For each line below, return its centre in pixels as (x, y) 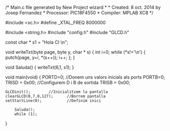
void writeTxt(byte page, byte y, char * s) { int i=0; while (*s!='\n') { (76, 52)
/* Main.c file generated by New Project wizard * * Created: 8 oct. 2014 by (83, 7)
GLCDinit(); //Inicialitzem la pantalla (57, 92)
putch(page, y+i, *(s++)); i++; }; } (40, 57)
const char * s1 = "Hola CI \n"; (37, 42)
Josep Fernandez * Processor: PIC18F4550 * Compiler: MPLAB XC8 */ (79, 13)
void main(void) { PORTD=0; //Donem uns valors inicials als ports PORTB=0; (85, 77)
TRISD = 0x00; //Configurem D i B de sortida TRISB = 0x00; (68, 83)
